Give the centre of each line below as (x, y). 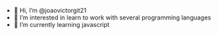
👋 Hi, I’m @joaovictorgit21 (50, 10)
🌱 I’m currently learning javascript (61, 25)
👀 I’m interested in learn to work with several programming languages (112, 17)
